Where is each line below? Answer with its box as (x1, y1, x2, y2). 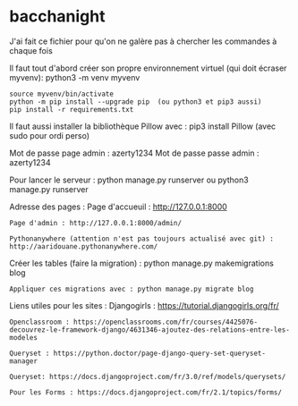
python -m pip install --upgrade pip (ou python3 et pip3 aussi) (9, 97, 262, 106)
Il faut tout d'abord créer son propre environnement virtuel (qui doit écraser (9, 63, 287, 73)
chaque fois (9, 45, 54, 55)
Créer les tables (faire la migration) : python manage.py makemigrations (9, 258, 275, 268)
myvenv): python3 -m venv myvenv (9, 72, 140, 82)
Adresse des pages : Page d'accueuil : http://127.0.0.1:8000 (9, 201, 228, 212)
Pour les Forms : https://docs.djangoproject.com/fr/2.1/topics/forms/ (9, 387, 282, 397)
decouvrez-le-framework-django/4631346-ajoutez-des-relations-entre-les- (9, 325, 291, 334)
